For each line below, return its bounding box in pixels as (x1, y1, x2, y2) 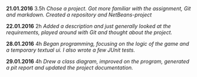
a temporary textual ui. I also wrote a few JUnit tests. (6, 46, 136, 53)
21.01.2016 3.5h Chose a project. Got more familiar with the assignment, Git (6, 5, 191, 12)
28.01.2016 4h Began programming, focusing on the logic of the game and (6, 41, 189, 47)
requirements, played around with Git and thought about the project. (6, 29, 173, 36)
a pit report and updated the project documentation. (6, 64, 134, 71)
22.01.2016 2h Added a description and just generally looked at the (6, 23, 171, 29)
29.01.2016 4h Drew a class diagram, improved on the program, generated (6, 58, 190, 65)
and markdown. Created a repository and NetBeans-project (6, 11, 152, 18)
